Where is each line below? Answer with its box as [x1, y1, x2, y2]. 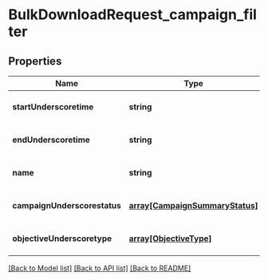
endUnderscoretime [12, 134, 90, 145]
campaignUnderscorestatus [12, 200, 122, 211]
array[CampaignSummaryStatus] [128, 200, 258, 211]
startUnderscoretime [12, 101, 94, 112]
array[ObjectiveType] [128, 233, 212, 244]
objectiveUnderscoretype [12, 233, 112, 244]
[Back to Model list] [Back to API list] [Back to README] [8, 263, 191, 273]
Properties [8, 54, 62, 68]
